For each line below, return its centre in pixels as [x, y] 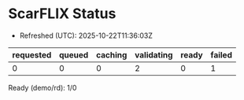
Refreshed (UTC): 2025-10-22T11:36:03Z [86, 35]
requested [32, 54]
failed [221, 54]
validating [154, 54]
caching [111, 54]
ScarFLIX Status [62, 14]
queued [74, 54]
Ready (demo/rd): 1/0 [43, 87]
